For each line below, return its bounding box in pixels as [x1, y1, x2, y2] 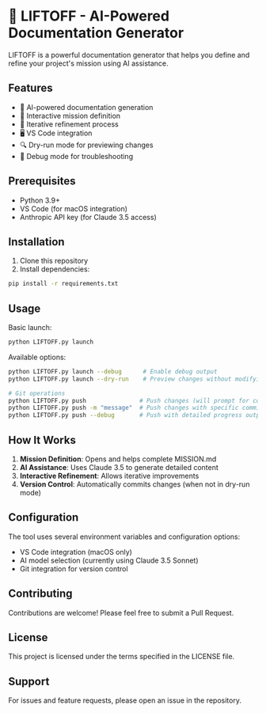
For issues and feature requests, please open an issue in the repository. [8, 696, 241, 705]
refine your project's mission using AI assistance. [8, 59, 169, 68]
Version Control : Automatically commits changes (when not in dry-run [19, 480, 250, 489]
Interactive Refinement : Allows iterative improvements [19, 471, 199, 480]
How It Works [8, 433, 77, 446]
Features [8, 82, 53, 95]
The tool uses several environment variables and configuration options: [8, 532, 241, 541]
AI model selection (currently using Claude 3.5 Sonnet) [19, 556, 199, 565]
